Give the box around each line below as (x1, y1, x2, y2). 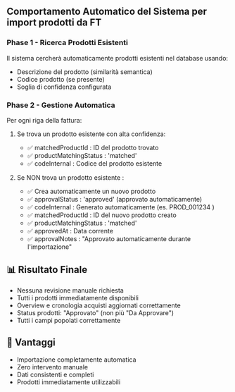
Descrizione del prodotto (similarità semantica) (16, 67, 153, 76)
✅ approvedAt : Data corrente (27, 226, 114, 235)
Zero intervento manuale (16, 362, 89, 371)
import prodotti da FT (6, 17, 102, 29)
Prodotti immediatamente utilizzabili (16, 377, 121, 386)
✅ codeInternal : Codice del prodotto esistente (27, 159, 163, 168)
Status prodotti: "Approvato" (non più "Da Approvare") (16, 308, 174, 317)
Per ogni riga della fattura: (6, 116, 82, 124)
